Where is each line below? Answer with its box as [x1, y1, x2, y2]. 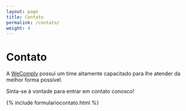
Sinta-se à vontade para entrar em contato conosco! [6, 88, 135, 95]
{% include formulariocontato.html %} [6, 99, 99, 106]
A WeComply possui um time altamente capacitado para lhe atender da [6, 70, 181, 77]
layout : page [6, 8, 39, 15]
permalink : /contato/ [6, 19, 60, 25]
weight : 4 [6, 25, 31, 31]
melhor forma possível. [6, 76, 62, 83]
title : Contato [6, 14, 44, 20]
